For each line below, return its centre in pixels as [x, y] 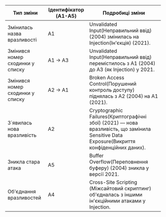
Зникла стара [24, 162]
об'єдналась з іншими [116, 194]
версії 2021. [104, 174]
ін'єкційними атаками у [117, 201]
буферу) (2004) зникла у [119, 168]
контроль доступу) [112, 90]
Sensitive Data [106, 135]
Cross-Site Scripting [113, 182]
